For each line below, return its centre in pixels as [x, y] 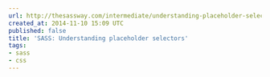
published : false [37, 30]
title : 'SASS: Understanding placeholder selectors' [98, 38]
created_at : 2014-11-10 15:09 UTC [66, 23]
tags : [17, 46]
